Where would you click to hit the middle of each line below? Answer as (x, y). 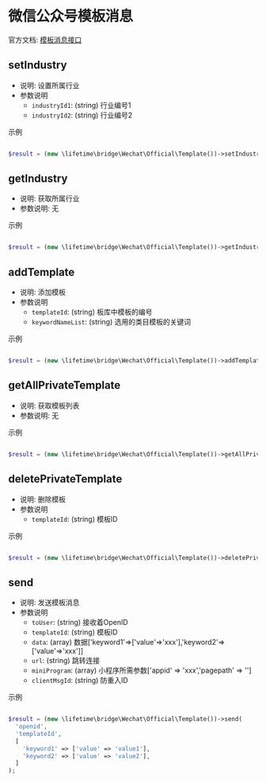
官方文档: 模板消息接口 (45, 40)
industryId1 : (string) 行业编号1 (81, 105)
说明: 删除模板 (42, 499)
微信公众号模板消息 (71, 16)
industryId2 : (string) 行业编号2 (82, 115)
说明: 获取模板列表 (49, 405)
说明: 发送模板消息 (49, 603)
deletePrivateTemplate (65, 479)
